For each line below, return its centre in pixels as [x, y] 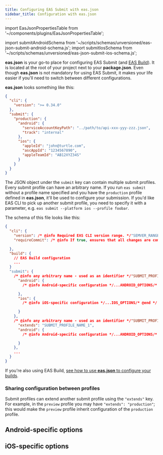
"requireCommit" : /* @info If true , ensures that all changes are [82, 240]
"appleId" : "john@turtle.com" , [54, 146]
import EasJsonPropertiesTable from [42, 28]
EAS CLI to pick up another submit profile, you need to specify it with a [76, 203]
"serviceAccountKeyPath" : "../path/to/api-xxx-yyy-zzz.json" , [87, 128]
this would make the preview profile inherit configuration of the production [79, 409]
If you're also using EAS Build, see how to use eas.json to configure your [78, 370]
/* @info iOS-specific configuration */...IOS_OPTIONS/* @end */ [90, 303]
